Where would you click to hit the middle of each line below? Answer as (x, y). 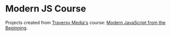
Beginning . (17, 27)
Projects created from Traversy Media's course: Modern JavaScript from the (85, 22)
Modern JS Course (46, 9)
